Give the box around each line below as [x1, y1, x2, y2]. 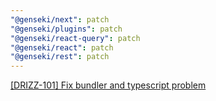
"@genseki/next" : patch [10, 14, 110, 25]
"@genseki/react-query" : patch [10, 33, 141, 43]
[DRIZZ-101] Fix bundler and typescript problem [10, 79, 207, 91]
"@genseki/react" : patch [10, 42, 114, 53]
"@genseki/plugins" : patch [10, 24, 123, 34]
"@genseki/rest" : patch [10, 52, 110, 62]
